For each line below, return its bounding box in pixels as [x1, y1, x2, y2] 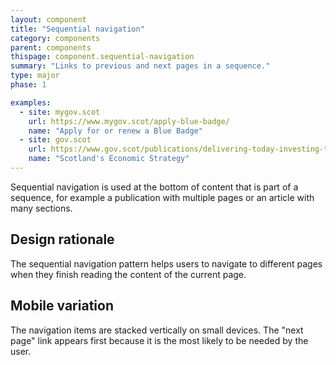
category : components [10, 33, 101, 43]
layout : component [10, 14, 87, 25]
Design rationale [10, 231, 115, 248]
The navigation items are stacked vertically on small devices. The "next [10, 324, 304, 336]
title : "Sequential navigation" [10, 24, 145, 34]
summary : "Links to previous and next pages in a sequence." [10, 61, 271, 71]
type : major [10, 71, 60, 81]
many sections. [10, 202, 73, 214]
